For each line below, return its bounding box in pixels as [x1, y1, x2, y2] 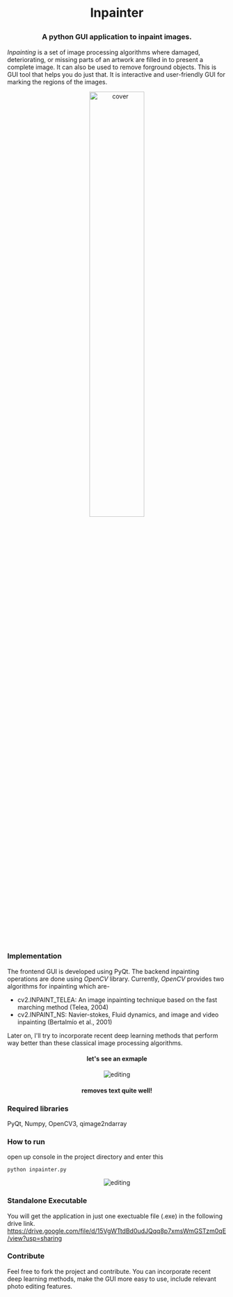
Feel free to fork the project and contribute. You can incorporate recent [7, 1267, 211, 1275]
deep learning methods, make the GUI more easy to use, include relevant [7, 1275, 217, 1283]
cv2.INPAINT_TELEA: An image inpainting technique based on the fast [17, 996, 218, 1004]
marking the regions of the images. [7, 77, 108, 86]
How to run [7, 1137, 45, 1146]
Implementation [7, 951, 63, 961]
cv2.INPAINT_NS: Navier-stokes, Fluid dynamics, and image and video [17, 1010, 219, 1019]
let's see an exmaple [86, 1055, 147, 1063]
